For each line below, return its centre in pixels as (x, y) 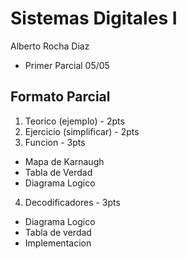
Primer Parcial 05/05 (67, 65)
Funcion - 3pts (55, 142)
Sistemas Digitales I (94, 18)
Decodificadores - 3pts (72, 202)
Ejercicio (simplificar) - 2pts (82, 131)
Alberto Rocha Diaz (50, 46)
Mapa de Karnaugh (64, 161)
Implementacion (58, 243)
